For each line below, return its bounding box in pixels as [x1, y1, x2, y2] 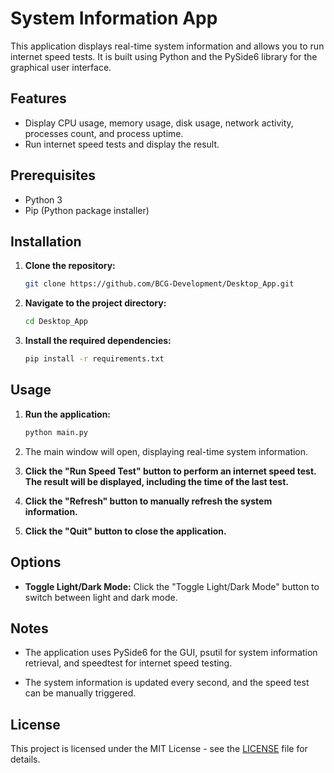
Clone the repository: [24, 260, 116, 272]
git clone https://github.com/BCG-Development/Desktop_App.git [24, 279, 295, 289]
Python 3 [24, 193, 63, 206]
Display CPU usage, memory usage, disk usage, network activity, [24, 117, 294, 129]
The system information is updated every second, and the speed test [24, 677, 310, 689]
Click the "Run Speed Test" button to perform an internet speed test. [24, 465, 317, 477]
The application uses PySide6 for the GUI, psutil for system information [24, 647, 318, 659]
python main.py [24, 427, 89, 437]
